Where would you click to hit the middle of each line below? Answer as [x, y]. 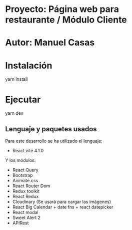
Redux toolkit [26, 191]
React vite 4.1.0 [28, 151]
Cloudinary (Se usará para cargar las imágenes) [62, 202]
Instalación [29, 65]
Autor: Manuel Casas [50, 43]
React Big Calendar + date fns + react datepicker [63, 207]
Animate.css [25, 181]
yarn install [16, 79]
